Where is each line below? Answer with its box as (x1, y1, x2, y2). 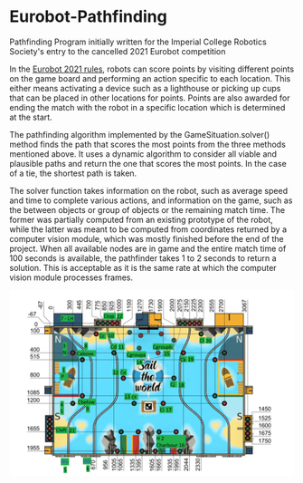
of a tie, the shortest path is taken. (9, 168, 137, 179)
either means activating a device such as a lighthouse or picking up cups (9, 82, 281, 93)
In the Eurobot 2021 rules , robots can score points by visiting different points (9, 63, 295, 74)
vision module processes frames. (9, 272, 134, 283)
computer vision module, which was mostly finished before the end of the (9, 233, 284, 244)
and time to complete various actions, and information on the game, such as (9, 195, 293, 206)
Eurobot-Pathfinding (9, 6, 167, 27)
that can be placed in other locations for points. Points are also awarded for (9, 92, 290, 103)
